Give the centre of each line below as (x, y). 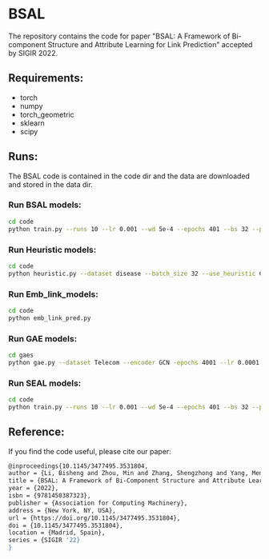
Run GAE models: (43, 338)
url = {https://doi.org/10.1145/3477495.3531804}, (94, 518)
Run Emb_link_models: (53, 294)
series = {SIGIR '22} (44, 541)
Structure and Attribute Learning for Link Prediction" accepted (150, 44)
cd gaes (21, 355)
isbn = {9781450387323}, (50, 496)
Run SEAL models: (45, 383)
